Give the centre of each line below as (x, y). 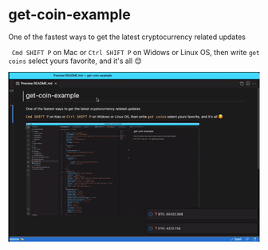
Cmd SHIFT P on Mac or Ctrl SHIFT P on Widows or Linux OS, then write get (136, 52)
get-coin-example (70, 15)
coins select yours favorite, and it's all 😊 (75, 61)
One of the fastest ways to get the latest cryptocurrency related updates (127, 37)
